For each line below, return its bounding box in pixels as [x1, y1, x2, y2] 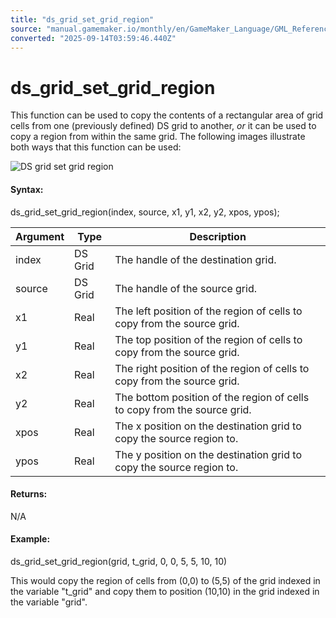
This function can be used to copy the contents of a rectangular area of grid [10, 109, 324, 121]
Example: [10, 533, 51, 545]
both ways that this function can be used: [10, 141, 182, 153]
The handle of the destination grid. [114, 252, 277, 266]
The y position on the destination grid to [114, 447, 302, 461]
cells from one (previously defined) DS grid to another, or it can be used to [10, 120, 317, 132]
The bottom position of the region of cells [114, 390, 310, 404]
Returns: [10, 488, 48, 500]
